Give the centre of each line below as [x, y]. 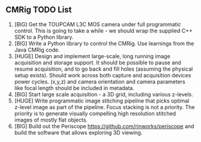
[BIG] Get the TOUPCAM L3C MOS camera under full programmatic [97, 24]
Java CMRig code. [37, 50]
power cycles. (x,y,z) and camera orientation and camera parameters [100, 81]
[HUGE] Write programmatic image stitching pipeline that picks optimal [102, 101]
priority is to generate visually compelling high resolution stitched [95, 113]
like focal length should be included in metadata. [74, 88]
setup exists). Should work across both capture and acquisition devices [103, 75]
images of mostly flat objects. [51, 120]
